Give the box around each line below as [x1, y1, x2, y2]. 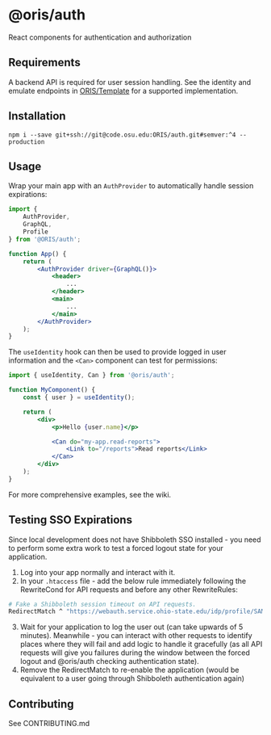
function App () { [8, 250, 67, 258]
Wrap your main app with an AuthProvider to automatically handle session [8, 181, 254, 191]
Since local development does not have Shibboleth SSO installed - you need [8, 535, 261, 544]
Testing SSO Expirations [8, 513, 133, 527]
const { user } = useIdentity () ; [23, 393, 135, 401]
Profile [23, 228, 48, 236]
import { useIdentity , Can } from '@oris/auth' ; [8, 372, 175, 380]
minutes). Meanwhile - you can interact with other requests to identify [19, 631, 252, 640]
